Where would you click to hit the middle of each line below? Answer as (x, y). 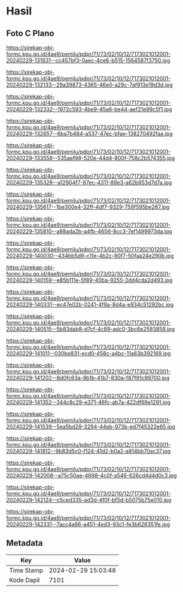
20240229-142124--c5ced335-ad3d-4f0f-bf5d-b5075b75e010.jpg (89, 500)
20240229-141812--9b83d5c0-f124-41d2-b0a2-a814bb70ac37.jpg (89, 451)
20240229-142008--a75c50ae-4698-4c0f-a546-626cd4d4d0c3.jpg (92, 475)
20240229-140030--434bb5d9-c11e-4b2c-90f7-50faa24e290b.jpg (90, 256)
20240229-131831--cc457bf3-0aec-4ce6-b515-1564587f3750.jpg (88, 60)
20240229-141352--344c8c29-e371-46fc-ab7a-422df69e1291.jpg (89, 402)
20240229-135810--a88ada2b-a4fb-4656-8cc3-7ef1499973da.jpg (89, 231)
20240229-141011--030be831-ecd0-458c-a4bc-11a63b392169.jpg (89, 353)
